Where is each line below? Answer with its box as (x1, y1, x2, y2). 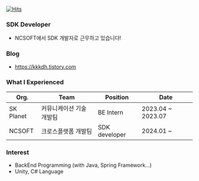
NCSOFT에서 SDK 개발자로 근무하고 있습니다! (14, 34, 121, 41)
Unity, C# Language (14, 168, 64, 175)
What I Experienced (6, 77, 64, 86)
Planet (9, 112, 27, 120)
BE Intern (97, 108, 124, 117)
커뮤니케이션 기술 (41, 104, 87, 112)
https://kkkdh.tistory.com (14, 63, 76, 70)
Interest (6, 148, 30, 156)
